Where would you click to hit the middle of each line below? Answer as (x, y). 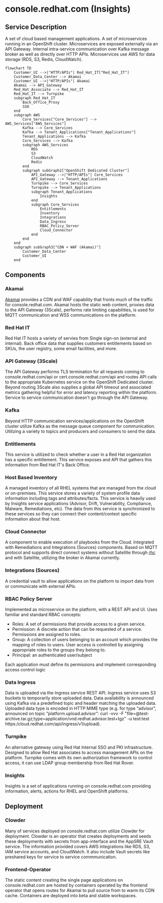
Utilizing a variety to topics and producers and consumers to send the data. (81, 431)
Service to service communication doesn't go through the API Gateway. (77, 397)
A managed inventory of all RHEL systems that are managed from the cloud (81, 488)
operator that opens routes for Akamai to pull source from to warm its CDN (80, 890)
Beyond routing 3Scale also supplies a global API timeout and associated (78, 387)
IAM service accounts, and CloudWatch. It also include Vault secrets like (77, 851)
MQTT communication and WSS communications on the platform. (71, 315)
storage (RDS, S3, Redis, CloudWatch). (44, 59)
